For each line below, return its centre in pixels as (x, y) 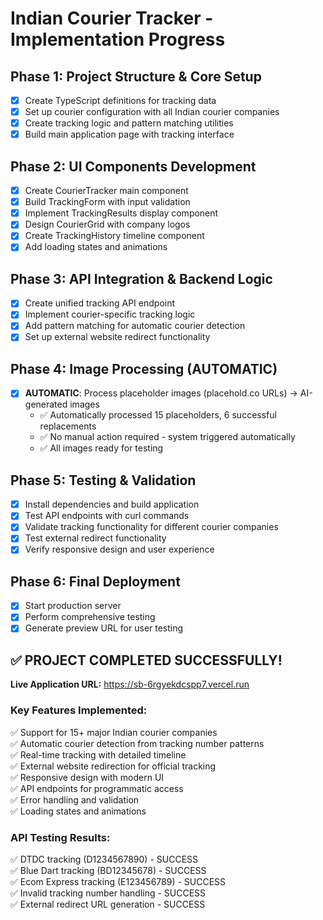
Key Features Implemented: (79, 710)
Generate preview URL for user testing (104, 628)
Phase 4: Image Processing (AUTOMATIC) (144, 368)
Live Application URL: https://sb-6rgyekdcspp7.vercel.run (130, 684)
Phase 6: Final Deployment (95, 581)
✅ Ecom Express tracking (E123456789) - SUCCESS (118, 881)
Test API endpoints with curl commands (107, 516)
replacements (68, 426)
